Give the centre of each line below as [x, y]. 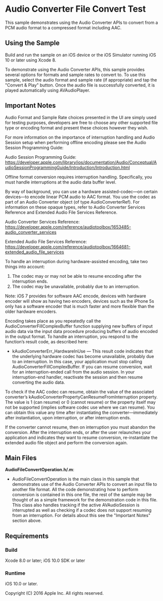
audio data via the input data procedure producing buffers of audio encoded [81, 331]
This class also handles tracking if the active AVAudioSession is [76, 505]
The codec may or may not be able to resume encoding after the [77, 276]
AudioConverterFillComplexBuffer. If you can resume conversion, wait [82, 367]
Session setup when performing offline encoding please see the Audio [76, 142]
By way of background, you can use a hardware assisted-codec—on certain [81, 191]
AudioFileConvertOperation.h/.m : [40, 470]
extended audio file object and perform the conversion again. [66, 442]
